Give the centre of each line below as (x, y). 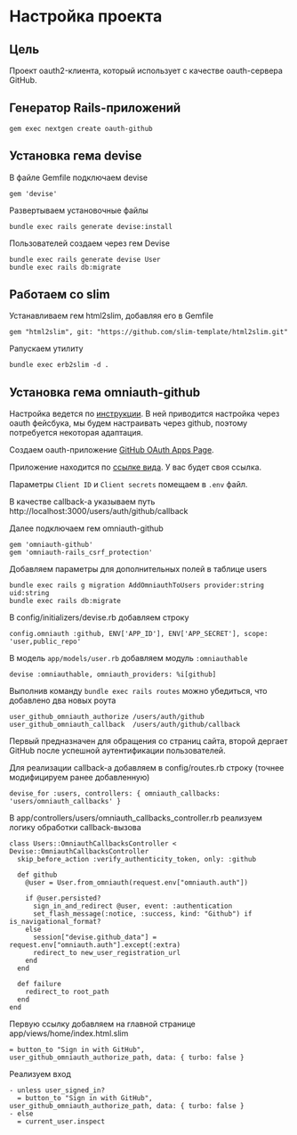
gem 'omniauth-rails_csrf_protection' (81, 553)
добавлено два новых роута (63, 700)
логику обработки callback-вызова (76, 828)
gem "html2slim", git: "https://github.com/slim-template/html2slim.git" (149, 332)
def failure (40, 984)
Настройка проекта (86, 16)
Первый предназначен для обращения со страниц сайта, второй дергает (148, 741)
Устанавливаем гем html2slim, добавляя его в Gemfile (111, 316)
